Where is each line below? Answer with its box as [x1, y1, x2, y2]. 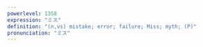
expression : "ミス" [7, 17, 62, 23]
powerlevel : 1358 [7, 10, 58, 17]
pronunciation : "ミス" [7, 29, 71, 37]
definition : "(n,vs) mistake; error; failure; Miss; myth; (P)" [7, 23, 197, 30]
